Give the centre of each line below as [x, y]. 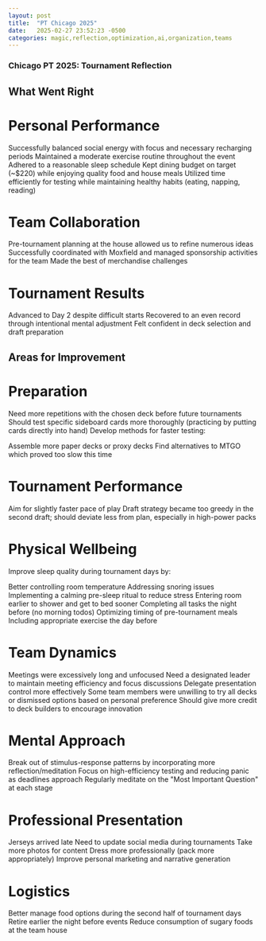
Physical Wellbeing [73, 549]
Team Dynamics [62, 652]
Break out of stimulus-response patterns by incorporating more [112, 763]
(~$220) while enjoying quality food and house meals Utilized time [117, 173]
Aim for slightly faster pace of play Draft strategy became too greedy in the [131, 508]
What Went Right [51, 91]
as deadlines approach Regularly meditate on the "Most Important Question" [133, 779]
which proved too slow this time [60, 454]
